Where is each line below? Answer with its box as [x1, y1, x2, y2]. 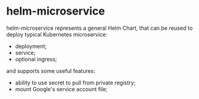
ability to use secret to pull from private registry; [15, 79, 136, 86]
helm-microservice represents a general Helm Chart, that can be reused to [6, 24, 193, 32]
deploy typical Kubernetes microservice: [6, 30, 108, 38]
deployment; [15, 43, 47, 50]
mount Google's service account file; [15, 85, 108, 92]
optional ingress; [15, 55, 58, 63]
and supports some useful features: [6, 67, 96, 74]
